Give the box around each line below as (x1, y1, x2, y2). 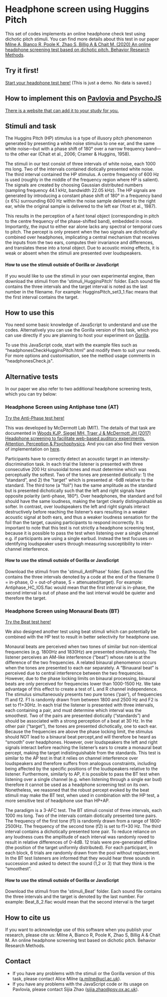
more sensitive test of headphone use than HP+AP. (5, 797, 110, 803)
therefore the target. (5, 595, 47, 601)
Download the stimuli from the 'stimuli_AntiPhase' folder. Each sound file (5, 568, 154, 574)
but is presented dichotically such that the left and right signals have (5, 487, 146, 493)
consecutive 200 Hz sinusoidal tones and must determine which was (5, 466, 147, 472)
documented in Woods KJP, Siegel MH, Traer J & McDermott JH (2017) (5, 430, 151, 436)
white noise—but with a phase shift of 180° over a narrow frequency (5, 146, 145, 152)
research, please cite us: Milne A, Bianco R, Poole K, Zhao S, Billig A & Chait (5, 932, 161, 938)
